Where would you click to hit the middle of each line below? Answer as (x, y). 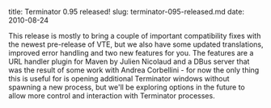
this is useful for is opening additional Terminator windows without (119, 79)
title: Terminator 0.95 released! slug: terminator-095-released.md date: (127, 12)
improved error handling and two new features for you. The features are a (131, 53)
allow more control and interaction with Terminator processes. (112, 96)
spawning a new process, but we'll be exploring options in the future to (127, 87)
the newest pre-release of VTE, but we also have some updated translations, (136, 44)
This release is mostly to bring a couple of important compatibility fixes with (135, 36)
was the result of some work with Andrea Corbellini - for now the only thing (134, 70)
